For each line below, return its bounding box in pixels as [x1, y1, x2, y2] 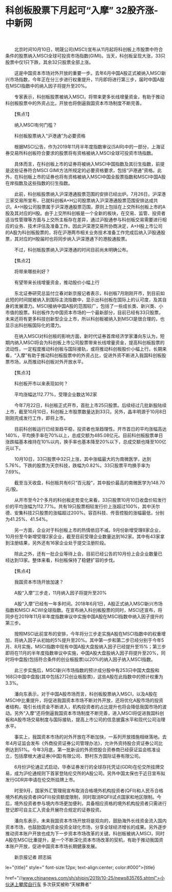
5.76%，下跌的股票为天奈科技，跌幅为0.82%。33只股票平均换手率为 [5, 462, 150, 469]
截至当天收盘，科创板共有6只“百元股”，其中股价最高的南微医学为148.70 [14, 479, 165, 485]
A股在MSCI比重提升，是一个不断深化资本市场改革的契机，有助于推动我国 [5, 837, 159, 843]
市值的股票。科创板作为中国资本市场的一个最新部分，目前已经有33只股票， [5, 309, 164, 315]
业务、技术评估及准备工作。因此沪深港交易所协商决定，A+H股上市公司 [14, 223, 163, 229]
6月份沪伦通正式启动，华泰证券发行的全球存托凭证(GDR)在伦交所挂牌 [14, 763, 160, 770]
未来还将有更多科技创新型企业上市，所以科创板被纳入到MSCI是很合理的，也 [5, 315, 165, 322]
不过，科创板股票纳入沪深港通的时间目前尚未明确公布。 [14, 246, 131, 252]
